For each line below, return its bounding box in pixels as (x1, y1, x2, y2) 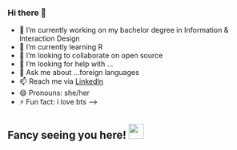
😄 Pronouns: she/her (18, 88, 90, 98)
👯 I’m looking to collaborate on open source (18, 51, 163, 61)
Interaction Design (18, 34, 81, 43)
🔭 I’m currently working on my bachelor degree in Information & (18, 26, 229, 35)
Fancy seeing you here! (7, 128, 127, 142)
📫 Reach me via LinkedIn (18, 77, 104, 86)
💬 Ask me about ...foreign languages (18, 68, 139, 77)
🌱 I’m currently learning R (18, 42, 103, 52)
